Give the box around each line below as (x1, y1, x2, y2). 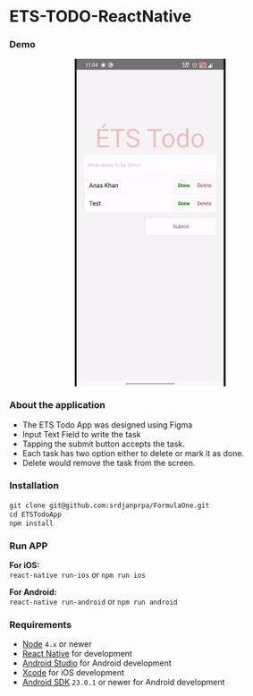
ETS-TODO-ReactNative (9, 6, 192, 27)
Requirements (9, 619, 72, 632)
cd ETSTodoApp (9, 510, 63, 519)
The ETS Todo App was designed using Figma (21, 419, 193, 430)
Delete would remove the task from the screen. (21, 457, 196, 468)
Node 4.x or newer (21, 639, 92, 649)
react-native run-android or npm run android (9, 597, 178, 607)
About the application (9, 399, 105, 412)
